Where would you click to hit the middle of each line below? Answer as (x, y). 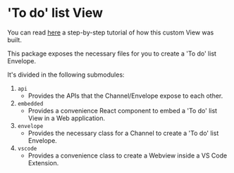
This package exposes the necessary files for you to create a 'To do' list (112, 53)
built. (15, 39)
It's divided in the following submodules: (66, 75)
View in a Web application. (67, 118)
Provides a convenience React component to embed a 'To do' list (122, 110)
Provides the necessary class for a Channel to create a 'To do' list (123, 133)
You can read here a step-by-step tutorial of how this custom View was (111, 32)
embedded (30, 103)
